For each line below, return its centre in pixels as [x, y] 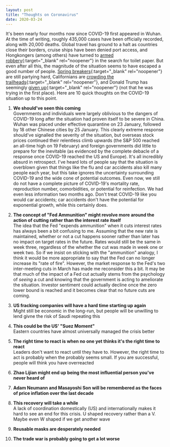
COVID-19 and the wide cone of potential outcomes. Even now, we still [86, 178]
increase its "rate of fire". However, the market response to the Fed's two [89, 264]
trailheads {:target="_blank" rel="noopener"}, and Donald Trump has [77, 82]
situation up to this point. [32, 98]
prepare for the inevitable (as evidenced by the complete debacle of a [86, 151]
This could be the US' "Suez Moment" [54, 326]
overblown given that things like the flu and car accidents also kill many [88, 167]
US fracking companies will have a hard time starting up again [79, 306]
